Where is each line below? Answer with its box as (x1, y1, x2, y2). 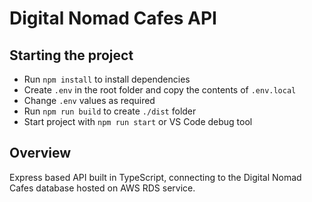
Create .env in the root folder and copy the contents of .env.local (23, 84, 297, 96)
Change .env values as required (23, 95, 156, 106)
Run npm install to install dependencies (23, 73, 191, 85)
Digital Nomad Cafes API (9, 7, 217, 30)
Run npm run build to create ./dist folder (23, 105, 197, 117)
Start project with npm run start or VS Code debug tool (23, 116, 253, 127)
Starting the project (9, 47, 134, 64)
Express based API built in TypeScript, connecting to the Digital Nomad (9, 171, 302, 183)
